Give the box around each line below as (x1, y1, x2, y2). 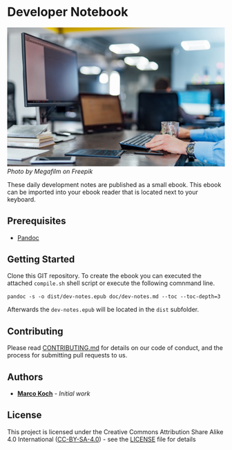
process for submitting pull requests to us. (7, 351, 128, 360)
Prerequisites (7, 215, 66, 227)
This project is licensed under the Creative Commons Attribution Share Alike (7, 427, 224, 436)
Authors (7, 371, 43, 383)
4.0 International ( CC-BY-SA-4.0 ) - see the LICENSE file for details (7, 435, 196, 443)
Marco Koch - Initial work (17, 389, 90, 398)
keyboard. (7, 195, 36, 204)
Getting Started (7, 253, 75, 266)
